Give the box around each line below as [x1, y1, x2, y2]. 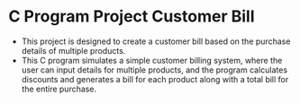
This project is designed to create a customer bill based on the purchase [21, 36, 291, 47]
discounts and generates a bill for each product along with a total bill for [21, 73, 289, 84]
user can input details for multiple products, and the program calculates [21, 64, 288, 75]
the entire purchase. [21, 83, 96, 94]
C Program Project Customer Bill [8, 6, 255, 27]
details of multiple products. [21, 45, 126, 56]
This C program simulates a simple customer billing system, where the [21, 55, 283, 65]
